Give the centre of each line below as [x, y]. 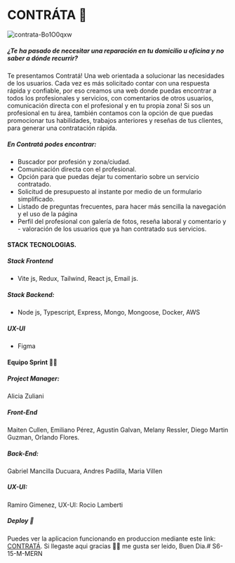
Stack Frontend [31, 261]
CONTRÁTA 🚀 [47, 15]
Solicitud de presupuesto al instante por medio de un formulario [109, 191]
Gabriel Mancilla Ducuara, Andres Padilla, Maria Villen [85, 471]
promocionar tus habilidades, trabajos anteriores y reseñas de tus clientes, [115, 120]
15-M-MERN [25, 553]
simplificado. [36, 199]
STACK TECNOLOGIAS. [42, 245]
